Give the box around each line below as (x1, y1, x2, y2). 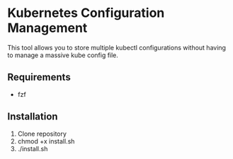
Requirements (7, 71, 71, 83)
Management (7, 20, 88, 36)
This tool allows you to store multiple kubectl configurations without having (7, 43, 227, 52)
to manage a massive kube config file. (7, 51, 119, 59)
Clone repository (17, 129, 67, 138)
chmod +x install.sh (17, 136, 75, 146)
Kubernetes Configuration (7, 5, 165, 21)
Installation (7, 111, 58, 123)
